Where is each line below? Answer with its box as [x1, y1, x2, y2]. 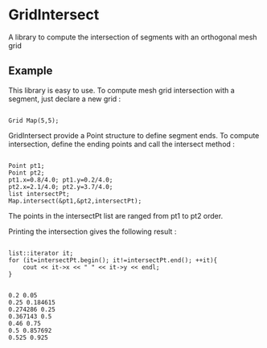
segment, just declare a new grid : [8, 94, 121, 104]
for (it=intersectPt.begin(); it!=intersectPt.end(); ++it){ [8, 256, 218, 264]
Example [8, 64, 53, 78]
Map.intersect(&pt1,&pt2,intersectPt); [8, 197, 142, 205]
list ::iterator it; [8, 249, 74, 257]
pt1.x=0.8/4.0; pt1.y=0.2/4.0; [8, 175, 113, 184]
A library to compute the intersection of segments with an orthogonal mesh [8, 32, 257, 42]
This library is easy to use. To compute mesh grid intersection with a [8, 85, 235, 95]
